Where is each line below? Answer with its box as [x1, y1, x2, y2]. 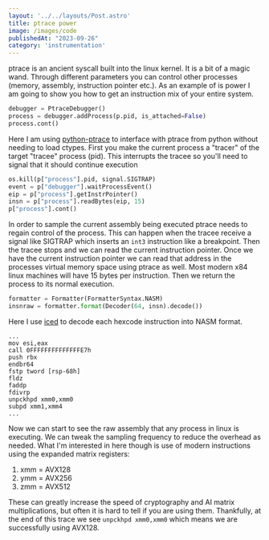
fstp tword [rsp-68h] [8, 367, 81, 376]
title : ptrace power [8, 19, 78, 27]
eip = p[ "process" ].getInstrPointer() [8, 190, 138, 198]
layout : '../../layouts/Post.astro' [8, 11, 131, 20]
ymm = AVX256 [19, 473, 72, 482]
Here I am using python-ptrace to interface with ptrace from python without [8, 134, 259, 144]
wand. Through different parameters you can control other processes [8, 72, 238, 82]
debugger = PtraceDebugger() [8, 105, 106, 113]
